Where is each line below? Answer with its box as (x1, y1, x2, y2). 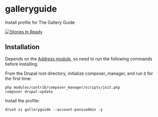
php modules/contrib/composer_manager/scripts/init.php (5, 85, 120, 90)
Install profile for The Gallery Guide (5, 19, 75, 25)
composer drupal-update (5, 89, 53, 94)
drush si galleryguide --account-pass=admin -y (5, 107, 103, 112)
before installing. (5, 61, 39, 67)
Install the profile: (5, 98, 40, 103)
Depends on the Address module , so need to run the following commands (5, 56, 153, 62)
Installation (5, 43, 40, 51)
